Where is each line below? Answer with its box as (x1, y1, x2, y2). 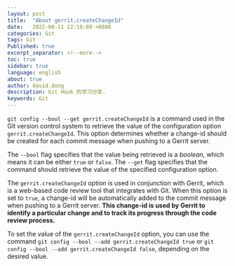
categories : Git (7, 29, 55, 37)
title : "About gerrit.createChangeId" (7, 17, 124, 24)
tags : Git (7, 36, 36, 44)
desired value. (7, 252, 48, 260)
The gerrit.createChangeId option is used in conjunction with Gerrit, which (7, 179, 224, 187)
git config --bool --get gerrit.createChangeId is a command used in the (7, 114, 225, 123)
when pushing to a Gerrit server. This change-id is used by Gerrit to (7, 201, 206, 209)
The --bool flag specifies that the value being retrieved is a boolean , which (7, 150, 224, 159)
